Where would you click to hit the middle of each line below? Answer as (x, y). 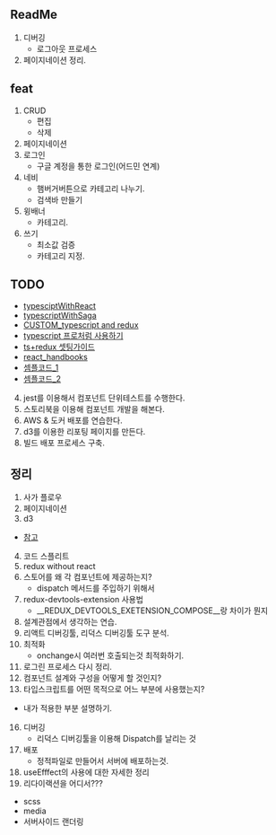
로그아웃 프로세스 (67, 48)
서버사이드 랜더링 (53, 822)
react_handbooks (55, 357)
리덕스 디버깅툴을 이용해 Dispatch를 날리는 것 (116, 739)
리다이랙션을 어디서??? (63, 784)
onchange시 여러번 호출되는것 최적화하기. (110, 655)
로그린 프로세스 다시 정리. (68, 667)
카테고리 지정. (60, 256)
